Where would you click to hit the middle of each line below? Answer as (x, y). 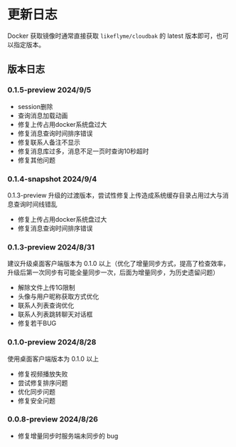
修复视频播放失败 (43, 374)
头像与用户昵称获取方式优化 (58, 297)
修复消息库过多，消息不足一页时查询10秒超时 (83, 151)
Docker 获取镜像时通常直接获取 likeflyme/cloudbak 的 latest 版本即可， (112, 36)
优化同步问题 (36, 391)
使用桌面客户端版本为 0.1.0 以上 (53, 359)
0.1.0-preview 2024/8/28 (52, 342)
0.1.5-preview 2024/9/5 (49, 90)
